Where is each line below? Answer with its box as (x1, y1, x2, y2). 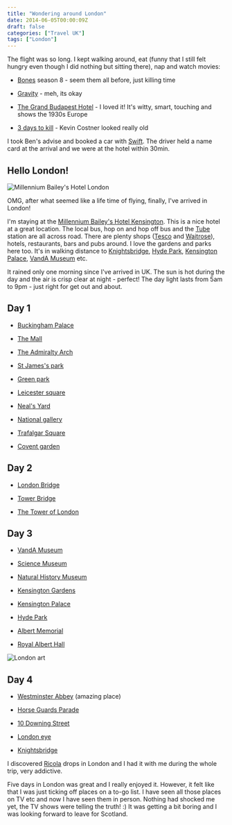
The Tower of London (17, 508, 80, 516)
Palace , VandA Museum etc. (7, 254, 88, 262)
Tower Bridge (17, 494, 56, 502)
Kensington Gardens (17, 586, 76, 594)
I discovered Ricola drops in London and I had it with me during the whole (7, 760, 217, 768)
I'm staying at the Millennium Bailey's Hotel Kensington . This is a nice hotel (7, 217, 220, 226)
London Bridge (17, 481, 60, 489)
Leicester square (17, 388, 66, 397)
